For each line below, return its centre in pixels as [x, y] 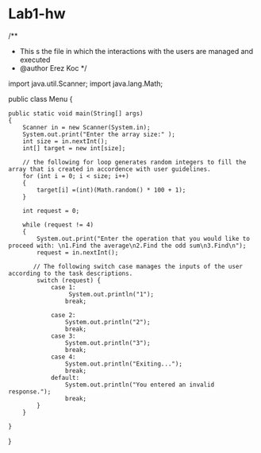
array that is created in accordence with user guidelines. [110, 169]
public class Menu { [40, 99]
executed [35, 60]
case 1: [63, 287]
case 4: [63, 357]
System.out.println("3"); [107, 343]
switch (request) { [69, 280]
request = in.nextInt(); [78, 252]
